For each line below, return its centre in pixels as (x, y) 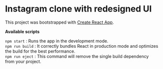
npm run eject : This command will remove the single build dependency (77, 56)
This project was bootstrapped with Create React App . (60, 22)
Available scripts (22, 31)
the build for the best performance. (40, 51)
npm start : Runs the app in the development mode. (57, 41)
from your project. (23, 61)
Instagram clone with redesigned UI (78, 9)
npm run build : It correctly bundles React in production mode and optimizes (82, 46)
